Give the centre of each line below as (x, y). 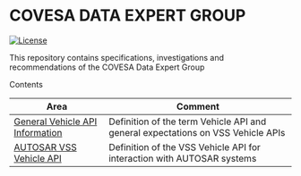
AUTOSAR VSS (46, 147)
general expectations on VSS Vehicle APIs (197, 132)
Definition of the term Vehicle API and (188, 122)
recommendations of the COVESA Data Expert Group (107, 67)
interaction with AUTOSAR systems (183, 158)
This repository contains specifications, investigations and (117, 57)
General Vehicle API (56, 122)
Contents (26, 84)
